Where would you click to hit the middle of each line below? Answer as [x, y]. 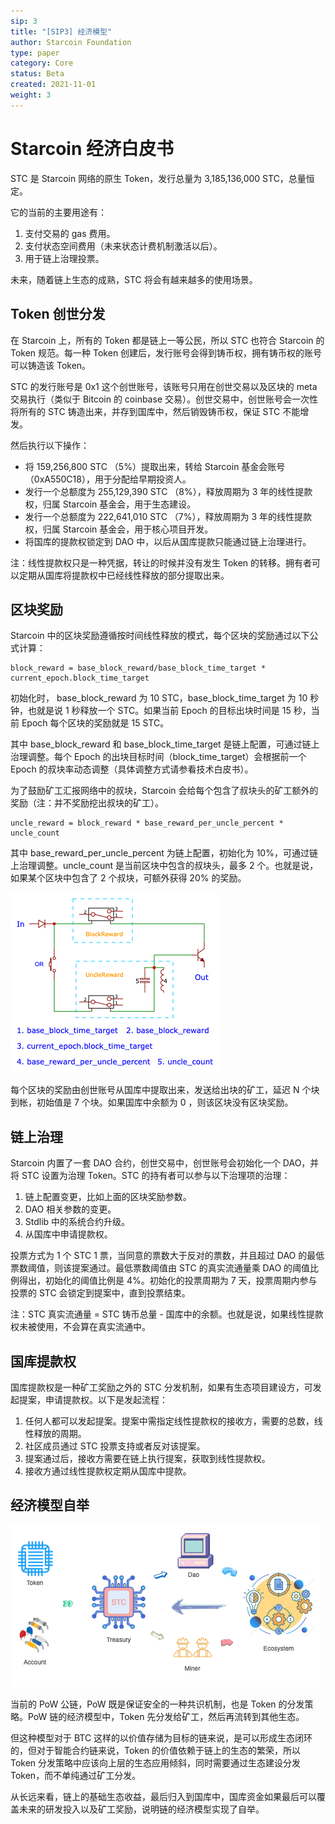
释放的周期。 [60, 1433]
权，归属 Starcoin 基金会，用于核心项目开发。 [119, 529]
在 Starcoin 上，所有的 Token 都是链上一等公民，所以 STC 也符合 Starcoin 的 [167, 340]
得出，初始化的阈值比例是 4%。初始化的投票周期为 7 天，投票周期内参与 [168, 1281]
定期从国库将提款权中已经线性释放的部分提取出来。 [124, 575]
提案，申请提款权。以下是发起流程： [93, 1399]
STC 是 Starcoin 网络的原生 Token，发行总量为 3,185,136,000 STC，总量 [158, 178]
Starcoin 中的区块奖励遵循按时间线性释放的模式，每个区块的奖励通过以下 [160, 636]
